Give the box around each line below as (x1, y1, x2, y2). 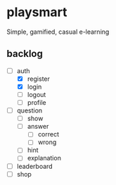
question (16, 106, 43, 115)
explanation (27, 154, 61, 162)
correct (37, 130, 60, 139)
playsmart (6, 4, 67, 20)
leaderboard (16, 162, 53, 170)
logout (27, 90, 46, 98)
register (27, 75, 51, 83)
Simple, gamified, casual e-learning (6, 27, 110, 36)
